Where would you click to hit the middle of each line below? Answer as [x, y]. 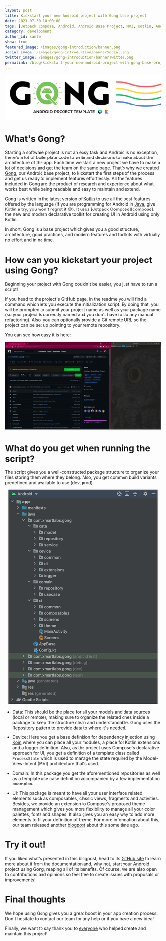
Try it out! [25, 845]
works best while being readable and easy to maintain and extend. [73, 189]
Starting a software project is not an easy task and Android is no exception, [82, 152]
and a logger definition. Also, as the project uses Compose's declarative [85, 748]
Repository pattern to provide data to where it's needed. [69, 728]
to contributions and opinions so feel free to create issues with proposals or [82, 875]
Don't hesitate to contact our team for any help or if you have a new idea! [80, 919]
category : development [28, 31]
